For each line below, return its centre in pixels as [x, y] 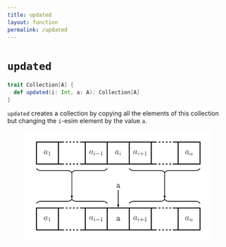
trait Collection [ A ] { [40, 85]
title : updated [30, 15]
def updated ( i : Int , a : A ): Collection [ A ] [77, 93]
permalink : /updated [38, 30]
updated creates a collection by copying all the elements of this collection [113, 113]
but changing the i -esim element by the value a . [77, 120]
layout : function [33, 22]
